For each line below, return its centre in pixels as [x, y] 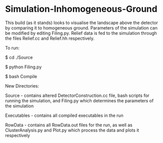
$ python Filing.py [23, 67]
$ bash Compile [21, 76]
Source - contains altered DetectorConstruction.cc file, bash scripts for [77, 95]
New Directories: [22, 86]
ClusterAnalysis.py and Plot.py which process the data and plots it [72, 130]
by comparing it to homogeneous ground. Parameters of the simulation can [81, 28]
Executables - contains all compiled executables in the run [64, 115]
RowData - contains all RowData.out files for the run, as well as [69, 125]
